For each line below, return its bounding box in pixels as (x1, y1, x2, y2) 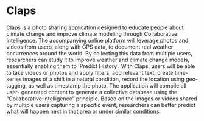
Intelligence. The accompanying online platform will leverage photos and (6, 36, 189, 44)
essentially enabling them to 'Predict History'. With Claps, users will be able (6, 62, 195, 70)
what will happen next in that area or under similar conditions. (6, 108, 161, 115)
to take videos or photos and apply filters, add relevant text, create (6, 69, 174, 76)
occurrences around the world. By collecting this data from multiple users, (6, 49, 193, 57)
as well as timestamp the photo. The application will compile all (28, 81, 187, 89)
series (6, 75, 22, 83)
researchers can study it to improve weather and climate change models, (6, 56, 190, 63)
